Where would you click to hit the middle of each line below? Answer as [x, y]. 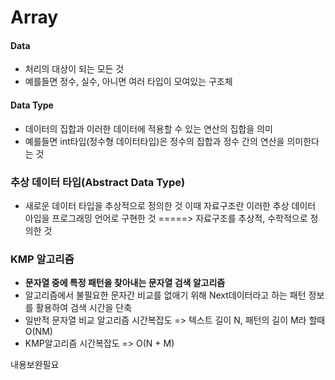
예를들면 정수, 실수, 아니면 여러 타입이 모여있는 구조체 [128, 82]
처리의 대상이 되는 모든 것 [74, 69]
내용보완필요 [35, 365]
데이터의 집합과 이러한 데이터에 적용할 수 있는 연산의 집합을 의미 [148, 128]
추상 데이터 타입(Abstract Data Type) [98, 182]
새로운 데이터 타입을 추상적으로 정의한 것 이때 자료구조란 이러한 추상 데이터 [170, 205]
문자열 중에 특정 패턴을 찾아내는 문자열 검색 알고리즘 [125, 283]
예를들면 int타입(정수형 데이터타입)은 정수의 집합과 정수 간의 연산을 [154, 141]
